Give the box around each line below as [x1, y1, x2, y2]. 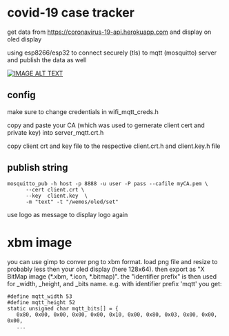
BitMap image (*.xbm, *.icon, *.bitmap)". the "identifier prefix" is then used [7, 272, 217, 281]
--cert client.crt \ [25, 186, 85, 193]
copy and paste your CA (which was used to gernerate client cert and [7, 121, 205, 129]
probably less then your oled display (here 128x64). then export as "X [7, 265, 205, 273]
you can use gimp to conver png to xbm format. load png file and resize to [7, 257, 218, 265]
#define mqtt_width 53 [7, 292, 72, 300]
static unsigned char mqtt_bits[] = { [7, 305, 119, 312]
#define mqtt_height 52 [7, 299, 76, 306]
